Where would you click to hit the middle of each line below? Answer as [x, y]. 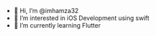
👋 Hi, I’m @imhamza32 [46, 11]
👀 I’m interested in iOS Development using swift [81, 18]
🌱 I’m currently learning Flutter [57, 25]
